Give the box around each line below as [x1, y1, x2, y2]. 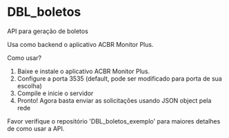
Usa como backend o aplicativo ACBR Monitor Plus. [7, 40, 154, 48]
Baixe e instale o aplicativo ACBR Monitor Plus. [17, 67, 150, 75]
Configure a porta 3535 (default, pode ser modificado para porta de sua [17, 74, 222, 83]
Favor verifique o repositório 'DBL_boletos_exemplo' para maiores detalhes [7, 117, 221, 125]
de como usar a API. [7, 124, 65, 132]
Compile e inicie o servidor [17, 89, 94, 97]
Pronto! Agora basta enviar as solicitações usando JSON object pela [17, 96, 212, 104]
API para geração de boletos [7, 27, 88, 35]
